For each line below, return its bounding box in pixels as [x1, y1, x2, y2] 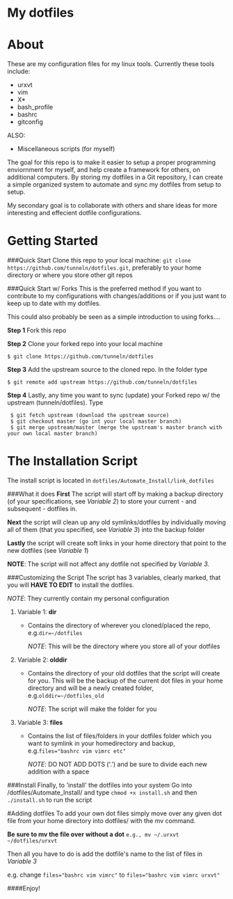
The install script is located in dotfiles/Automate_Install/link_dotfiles [7, 476, 214, 485]
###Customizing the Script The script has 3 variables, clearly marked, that [7, 573, 221, 581]
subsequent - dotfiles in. [7, 505, 78, 513]
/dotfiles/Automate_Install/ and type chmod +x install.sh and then [7, 788, 198, 797]
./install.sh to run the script [7, 796, 93, 804]
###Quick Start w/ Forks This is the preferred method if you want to [7, 284, 202, 293]
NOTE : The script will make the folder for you [27, 705, 157, 713]
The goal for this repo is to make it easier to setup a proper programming [7, 158, 216, 166]
